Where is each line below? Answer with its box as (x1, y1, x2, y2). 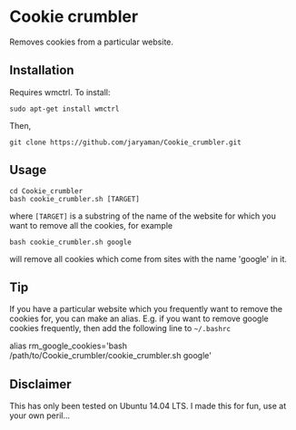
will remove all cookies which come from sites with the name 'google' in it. (9, 253, 288, 264)
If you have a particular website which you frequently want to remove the (9, 304, 283, 315)
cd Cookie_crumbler (9, 186, 84, 196)
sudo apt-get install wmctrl (9, 104, 120, 113)
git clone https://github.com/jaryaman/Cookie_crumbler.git (9, 138, 242, 147)
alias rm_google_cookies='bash (9, 340, 127, 351)
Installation (9, 63, 74, 78)
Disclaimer (9, 376, 72, 392)
